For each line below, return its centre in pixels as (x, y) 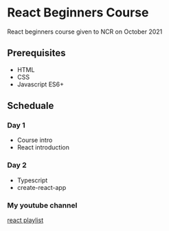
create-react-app (42, 187)
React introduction (43, 147)
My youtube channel (42, 205)
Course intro (35, 140)
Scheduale (31, 106)
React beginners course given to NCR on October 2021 (85, 32)
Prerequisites (36, 53)
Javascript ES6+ (40, 84)
